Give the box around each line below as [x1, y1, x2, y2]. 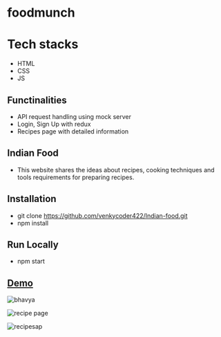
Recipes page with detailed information [17, 127, 129, 136]
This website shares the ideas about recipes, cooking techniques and [17, 165, 215, 174]
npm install [17, 219, 49, 227]
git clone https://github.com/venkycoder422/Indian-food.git [17, 211, 188, 219]
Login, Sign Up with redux [17, 120, 91, 128]
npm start [17, 257, 45, 266]
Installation [7, 193, 57, 205]
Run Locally [7, 239, 59, 251]
